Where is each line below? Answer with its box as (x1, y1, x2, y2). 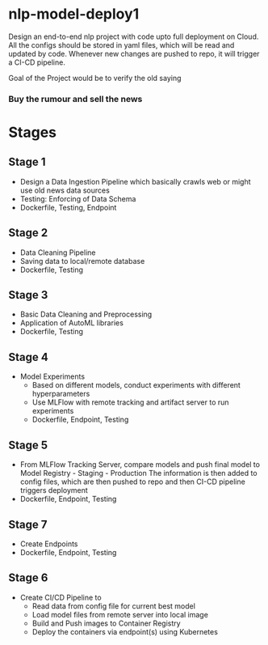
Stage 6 (8, 571, 48, 585)
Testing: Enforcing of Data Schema (19, 193, 136, 203)
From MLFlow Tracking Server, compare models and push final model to (19, 460, 261, 469)
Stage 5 (8, 438, 48, 452)
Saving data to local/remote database (19, 256, 145, 265)
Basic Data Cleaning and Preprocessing (19, 309, 153, 320)
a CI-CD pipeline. (8, 57, 66, 67)
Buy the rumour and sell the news (8, 93, 143, 104)
